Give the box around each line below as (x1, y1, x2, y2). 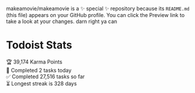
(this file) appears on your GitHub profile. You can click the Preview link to (6, 12, 185, 18)
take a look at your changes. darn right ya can (6, 18, 117, 25)
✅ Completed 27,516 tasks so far (6, 73, 85, 80)
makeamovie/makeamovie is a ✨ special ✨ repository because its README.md (6, 5, 190, 12)
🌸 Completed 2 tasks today (6, 67, 72, 74)
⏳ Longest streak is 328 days (6, 79, 78, 87)
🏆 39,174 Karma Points (6, 58, 63, 65)
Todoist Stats (6, 38, 72, 52)
